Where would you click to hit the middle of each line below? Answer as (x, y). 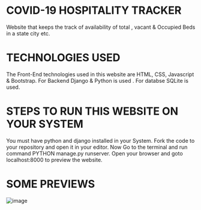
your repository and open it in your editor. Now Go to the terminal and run (97, 147)
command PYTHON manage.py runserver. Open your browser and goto (94, 153)
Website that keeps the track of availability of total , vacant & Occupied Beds (101, 27)
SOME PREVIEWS (51, 184)
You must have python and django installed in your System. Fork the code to (100, 140)
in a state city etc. (28, 33)
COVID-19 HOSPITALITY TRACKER (94, 10)
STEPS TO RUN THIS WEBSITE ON (92, 111)
